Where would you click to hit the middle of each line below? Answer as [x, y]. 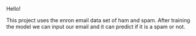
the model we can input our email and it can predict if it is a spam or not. [96, 27]
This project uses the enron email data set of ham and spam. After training [98, 20]
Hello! [14, 9]
